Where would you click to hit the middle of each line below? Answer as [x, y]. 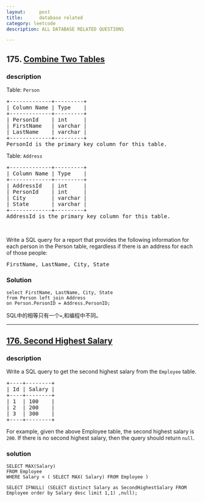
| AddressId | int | [47, 186]
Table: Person [23, 90]
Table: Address [24, 156]
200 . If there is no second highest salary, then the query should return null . [101, 438]
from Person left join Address [46, 298]
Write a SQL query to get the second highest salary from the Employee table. [102, 371]
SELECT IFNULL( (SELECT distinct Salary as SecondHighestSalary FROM [97, 488]
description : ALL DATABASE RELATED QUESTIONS [65, 29]
